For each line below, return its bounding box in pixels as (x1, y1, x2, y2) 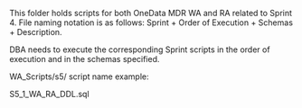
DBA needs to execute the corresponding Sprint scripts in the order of (9, 44, 270, 55)
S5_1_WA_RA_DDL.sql (9, 89, 90, 99)
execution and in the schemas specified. (9, 54, 160, 64)
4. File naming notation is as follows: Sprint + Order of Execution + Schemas (9, 17, 294, 28)
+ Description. (9, 27, 62, 37)
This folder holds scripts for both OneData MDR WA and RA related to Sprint (9, 8, 292, 18)
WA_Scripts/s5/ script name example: (9, 71, 149, 82)
